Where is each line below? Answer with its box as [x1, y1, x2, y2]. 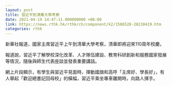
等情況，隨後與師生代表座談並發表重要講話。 [5, 58, 100, 64]
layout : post [5, 7, 33, 13]
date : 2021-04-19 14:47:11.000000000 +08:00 [5, 17, 102, 22]
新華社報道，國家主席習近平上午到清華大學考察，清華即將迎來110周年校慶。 [5, 41, 165, 47]
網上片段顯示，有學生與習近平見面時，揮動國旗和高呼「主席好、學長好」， [5, 69, 160, 75]
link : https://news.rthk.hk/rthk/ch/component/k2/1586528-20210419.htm [5, 21, 161, 27]
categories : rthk [5, 26, 42, 32]
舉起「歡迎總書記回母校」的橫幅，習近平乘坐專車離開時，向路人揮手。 [9, 75, 158, 81]
